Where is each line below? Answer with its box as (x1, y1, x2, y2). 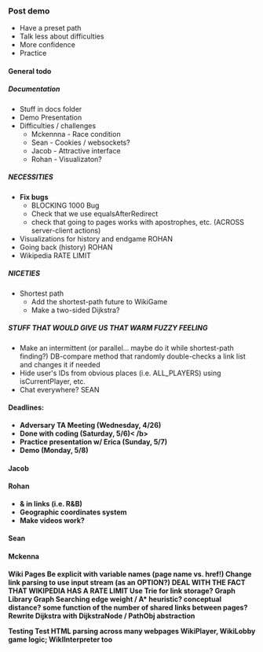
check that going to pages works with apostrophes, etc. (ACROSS (31, 217, 245, 227)
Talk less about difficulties (19, 31, 104, 41)
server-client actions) (31, 226, 101, 235)
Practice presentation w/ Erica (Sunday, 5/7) (19, 437, 167, 446)
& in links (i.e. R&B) (19, 499, 82, 508)
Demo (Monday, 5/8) (19, 445, 89, 455)
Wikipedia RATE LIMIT (19, 250, 92, 260)
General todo (8, 66, 52, 76)
